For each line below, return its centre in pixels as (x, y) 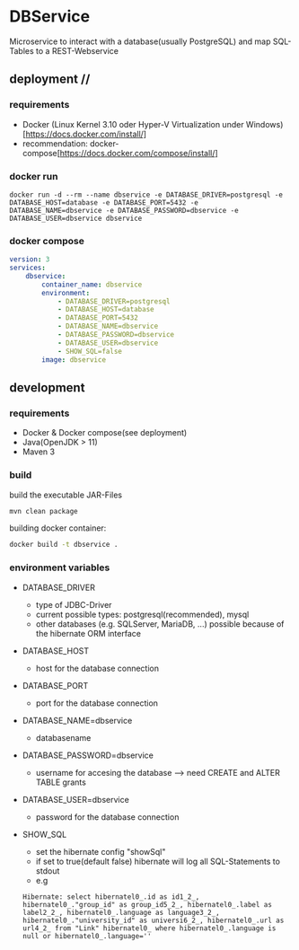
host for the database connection (97, 668)
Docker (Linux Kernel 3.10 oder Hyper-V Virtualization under (133, 124)
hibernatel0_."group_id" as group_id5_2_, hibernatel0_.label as (147, 904)
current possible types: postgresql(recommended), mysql (142, 614)
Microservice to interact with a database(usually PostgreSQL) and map (140, 41)
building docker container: (58, 528)
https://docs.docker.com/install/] (86, 134)
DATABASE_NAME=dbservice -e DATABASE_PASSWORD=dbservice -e (124, 210)
